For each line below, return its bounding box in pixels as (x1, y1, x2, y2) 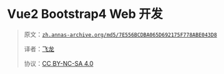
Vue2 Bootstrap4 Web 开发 (7, 6, 163, 22)
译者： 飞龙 (23, 45, 55, 53)
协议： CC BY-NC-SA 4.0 (23, 59, 94, 67)
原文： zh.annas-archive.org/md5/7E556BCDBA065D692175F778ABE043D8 (23, 30, 217, 38)
